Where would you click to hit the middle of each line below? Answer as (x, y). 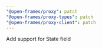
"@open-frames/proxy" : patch (42, 11)
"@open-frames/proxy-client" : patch (51, 22)
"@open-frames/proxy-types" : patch (50, 17)
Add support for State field (39, 39)
